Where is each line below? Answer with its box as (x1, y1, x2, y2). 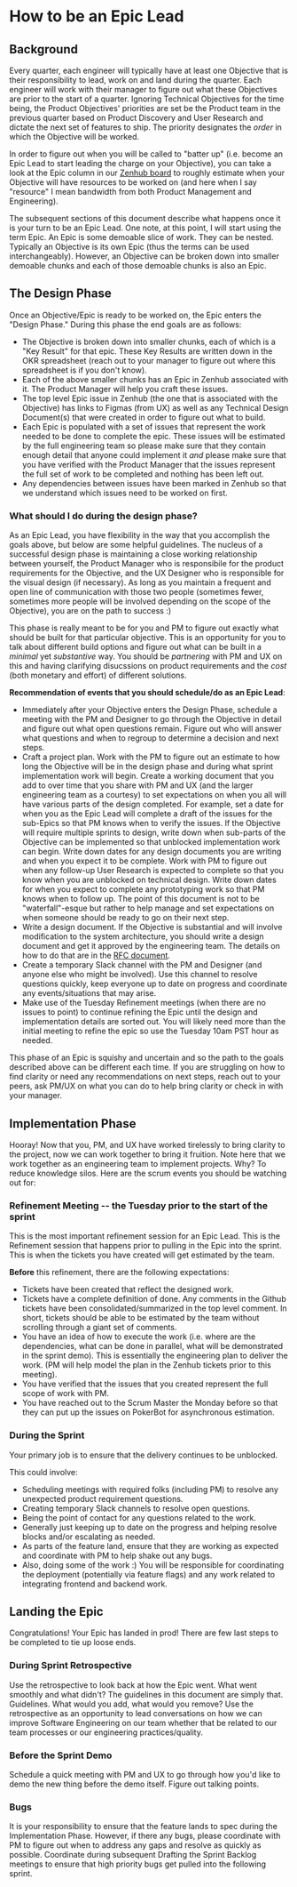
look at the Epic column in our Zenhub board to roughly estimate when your (9, 167, 285, 178)
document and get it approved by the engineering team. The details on (21, 941, 281, 952)
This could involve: (9, 1466, 78, 1477)
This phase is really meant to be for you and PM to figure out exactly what (9, 622, 279, 633)
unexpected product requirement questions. (21, 1493, 184, 1504)
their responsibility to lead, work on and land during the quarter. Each (9, 75, 262, 85)
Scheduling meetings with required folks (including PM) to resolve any (21, 1483, 279, 1495)
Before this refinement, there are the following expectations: (9, 1267, 230, 1278)
